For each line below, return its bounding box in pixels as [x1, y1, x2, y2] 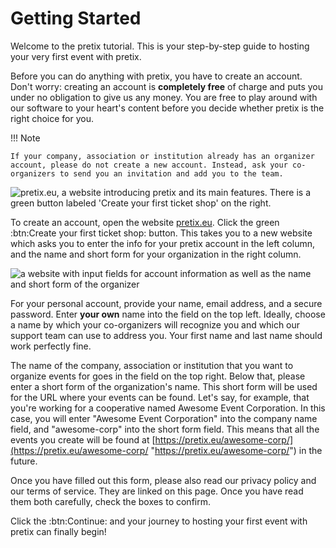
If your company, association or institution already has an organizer [10, 151, 315, 161]
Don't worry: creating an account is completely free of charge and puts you [10, 80, 324, 92]
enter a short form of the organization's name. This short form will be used [10, 380, 318, 392]
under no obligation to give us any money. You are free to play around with [10, 91, 318, 103]
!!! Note [10, 132, 41, 144]
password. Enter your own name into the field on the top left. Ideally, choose [10, 308, 326, 320]
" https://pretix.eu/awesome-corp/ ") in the [150, 444, 323, 456]
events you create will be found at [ [10, 433, 156, 446]
